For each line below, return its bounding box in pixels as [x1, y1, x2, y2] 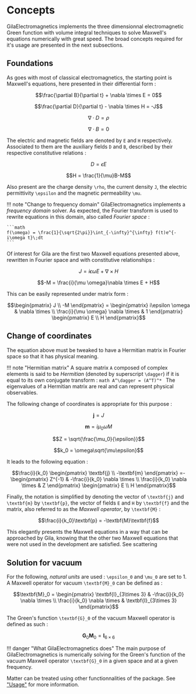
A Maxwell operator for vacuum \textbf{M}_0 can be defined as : [6, 579, 163, 586]
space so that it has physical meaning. [6, 353, 99, 360]
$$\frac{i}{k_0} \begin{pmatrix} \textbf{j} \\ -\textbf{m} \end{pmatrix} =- [12, 469, 185, 477]
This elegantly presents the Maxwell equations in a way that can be [6, 529, 169, 536]
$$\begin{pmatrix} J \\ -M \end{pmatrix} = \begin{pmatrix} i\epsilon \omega [7, 302, 190, 309]
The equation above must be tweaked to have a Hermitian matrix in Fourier [6, 346, 186, 354]
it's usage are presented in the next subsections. [6, 42, 124, 49]
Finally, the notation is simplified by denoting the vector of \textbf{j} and [6, 493, 184, 500]
